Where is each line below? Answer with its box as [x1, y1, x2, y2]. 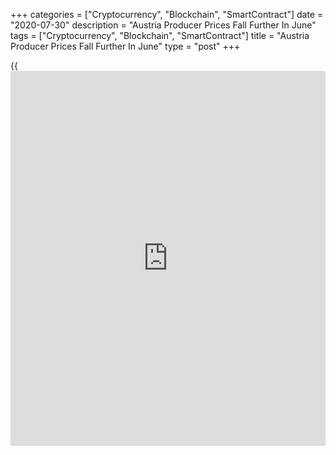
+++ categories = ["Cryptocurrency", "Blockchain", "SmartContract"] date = [10, 9, 324, 20]
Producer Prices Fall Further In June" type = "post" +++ [10, 40, 241, 52]
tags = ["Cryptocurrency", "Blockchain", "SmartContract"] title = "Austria [10, 30, 310, 41]
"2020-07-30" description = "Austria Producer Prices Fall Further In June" [10, 19, 317, 31]
